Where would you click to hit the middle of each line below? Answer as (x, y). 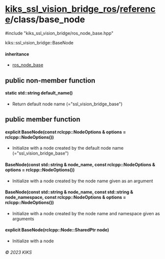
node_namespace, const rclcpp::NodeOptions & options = (66, 197)
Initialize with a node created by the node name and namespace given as (86, 213)
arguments (23, 219)
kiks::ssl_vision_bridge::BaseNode (39, 42)
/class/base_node (47, 19)
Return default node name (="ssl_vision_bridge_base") (67, 104)
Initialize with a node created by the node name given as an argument (82, 181)
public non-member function (50, 81)
